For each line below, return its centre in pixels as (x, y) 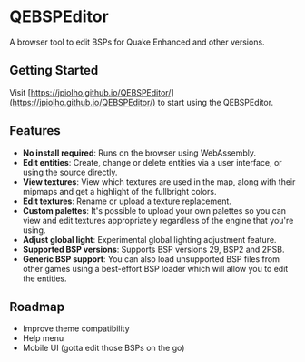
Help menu (43, 338)
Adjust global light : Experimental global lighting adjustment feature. (149, 239)
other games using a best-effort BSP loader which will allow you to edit (155, 268)
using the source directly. (70, 172)
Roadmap (37, 307)
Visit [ (20, 92)
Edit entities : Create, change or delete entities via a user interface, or (152, 162)
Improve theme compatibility (76, 328)
